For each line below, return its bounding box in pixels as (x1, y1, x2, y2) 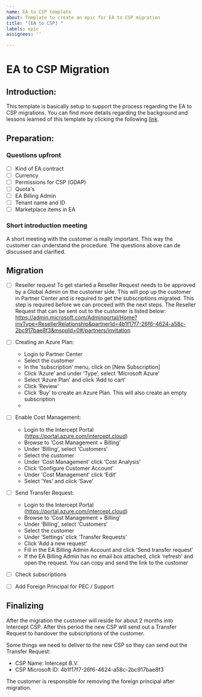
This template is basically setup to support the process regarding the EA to (6, 103, 192, 110)
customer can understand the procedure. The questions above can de (6, 241, 181, 248)
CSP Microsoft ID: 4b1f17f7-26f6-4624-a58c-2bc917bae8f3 (14, 666, 164, 673)
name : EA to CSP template (6, 8, 71, 15)
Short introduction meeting (6, 221, 87, 230)
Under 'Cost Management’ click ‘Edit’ (24, 471, 116, 478)
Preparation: (6, 133, 54, 143)
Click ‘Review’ (24, 383, 59, 390)
